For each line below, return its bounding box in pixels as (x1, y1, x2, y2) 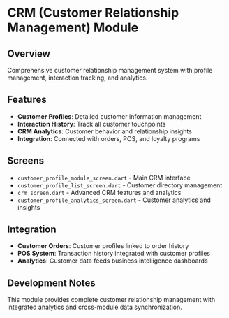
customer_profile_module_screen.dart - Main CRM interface (17, 173, 191, 182)
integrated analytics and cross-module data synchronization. (7, 303, 183, 312)
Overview (7, 48, 51, 59)
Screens (7, 155, 44, 167)
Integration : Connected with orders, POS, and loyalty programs (17, 134, 200, 143)
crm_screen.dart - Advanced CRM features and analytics (17, 188, 182, 196)
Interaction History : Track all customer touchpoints (17, 120, 166, 128)
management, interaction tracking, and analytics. (7, 73, 148, 82)
